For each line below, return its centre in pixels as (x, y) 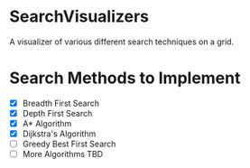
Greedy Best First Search (69, 144)
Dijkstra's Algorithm (59, 134)
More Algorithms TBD (63, 154)
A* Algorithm (47, 123)
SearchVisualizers (79, 17)
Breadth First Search (61, 103)
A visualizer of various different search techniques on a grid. (122, 42)
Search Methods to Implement (125, 78)
